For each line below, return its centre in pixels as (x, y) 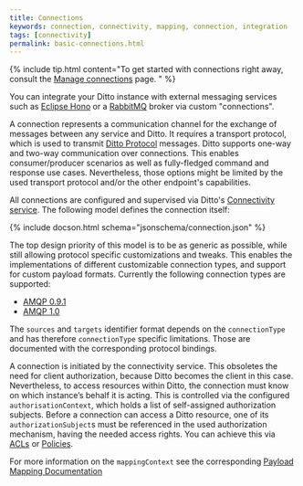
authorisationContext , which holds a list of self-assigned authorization (143, 405)
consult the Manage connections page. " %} (93, 79)
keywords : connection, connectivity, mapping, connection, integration (148, 26)
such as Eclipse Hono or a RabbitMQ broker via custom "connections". (142, 107)
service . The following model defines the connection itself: (120, 210)
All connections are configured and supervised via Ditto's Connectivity (142, 200)
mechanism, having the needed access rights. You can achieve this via (142, 434)
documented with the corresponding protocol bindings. (113, 349)
